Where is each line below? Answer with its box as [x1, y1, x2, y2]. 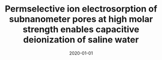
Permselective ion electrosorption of [4, 3, 158, 15]
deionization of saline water [23, 34, 139, 45]
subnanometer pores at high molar [9, 14, 153, 25]
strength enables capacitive [23, 24, 139, 35]
